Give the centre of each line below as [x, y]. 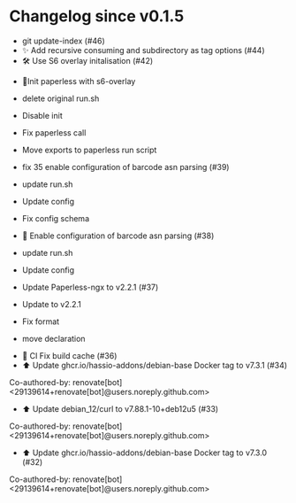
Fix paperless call [54, 132]
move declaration [53, 338]
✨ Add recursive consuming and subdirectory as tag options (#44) [143, 50]
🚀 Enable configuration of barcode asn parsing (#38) [118, 236]
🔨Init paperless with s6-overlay [79, 81]
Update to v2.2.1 [52, 304]
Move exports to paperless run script [89, 150]
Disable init [42, 115]
